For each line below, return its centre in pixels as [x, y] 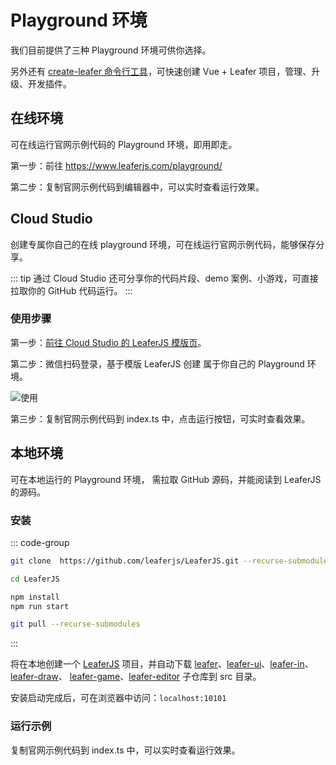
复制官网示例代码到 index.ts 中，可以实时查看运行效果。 [125, 750]
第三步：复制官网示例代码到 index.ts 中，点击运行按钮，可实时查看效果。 [160, 418]
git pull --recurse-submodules [75, 624]
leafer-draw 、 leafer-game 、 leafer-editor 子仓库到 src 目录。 [136, 677]
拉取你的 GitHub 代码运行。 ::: [71, 290]
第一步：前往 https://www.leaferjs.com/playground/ [116, 165]
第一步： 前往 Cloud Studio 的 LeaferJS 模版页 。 [108, 342]
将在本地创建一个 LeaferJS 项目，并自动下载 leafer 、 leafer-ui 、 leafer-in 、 [162, 664]
